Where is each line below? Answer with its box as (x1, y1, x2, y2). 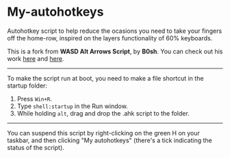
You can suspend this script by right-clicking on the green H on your (7, 129, 201, 137)
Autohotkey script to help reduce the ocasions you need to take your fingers (7, 27, 222, 35)
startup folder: (7, 81, 48, 90)
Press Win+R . (16, 94, 53, 103)
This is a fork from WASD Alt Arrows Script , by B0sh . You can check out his (7, 47, 223, 55)
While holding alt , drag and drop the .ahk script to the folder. (16, 109, 190, 117)
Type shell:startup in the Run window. (16, 102, 128, 110)
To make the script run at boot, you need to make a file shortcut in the (7, 74, 204, 82)
